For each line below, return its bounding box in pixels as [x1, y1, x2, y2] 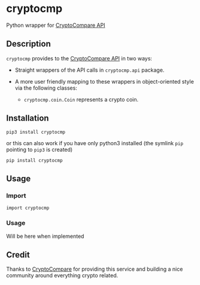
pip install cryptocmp [6, 157, 63, 163]
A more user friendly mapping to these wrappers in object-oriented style [14, 78, 195, 85]
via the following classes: [14, 84, 78, 91]
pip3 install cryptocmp [6, 129, 66, 135]
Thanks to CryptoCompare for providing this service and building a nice [6, 265, 183, 273]
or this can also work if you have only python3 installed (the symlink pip [6, 139, 184, 146]
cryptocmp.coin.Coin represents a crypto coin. [23, 96, 139, 103]
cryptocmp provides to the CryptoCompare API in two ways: [6, 54, 153, 62]
